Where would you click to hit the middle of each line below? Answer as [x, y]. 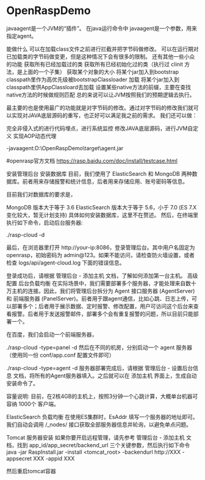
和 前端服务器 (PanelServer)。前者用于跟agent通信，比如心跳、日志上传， [99, 298]
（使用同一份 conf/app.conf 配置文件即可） [60, 355]
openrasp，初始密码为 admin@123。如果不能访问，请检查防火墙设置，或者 [101, 255]
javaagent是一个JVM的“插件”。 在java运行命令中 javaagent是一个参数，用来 [102, 28]
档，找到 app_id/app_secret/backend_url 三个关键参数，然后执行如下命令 [98, 445]
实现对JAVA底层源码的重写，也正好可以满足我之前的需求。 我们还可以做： [104, 115]
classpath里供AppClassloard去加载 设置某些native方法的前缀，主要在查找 [99, 87]
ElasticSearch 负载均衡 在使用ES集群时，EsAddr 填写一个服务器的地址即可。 [102, 416]
